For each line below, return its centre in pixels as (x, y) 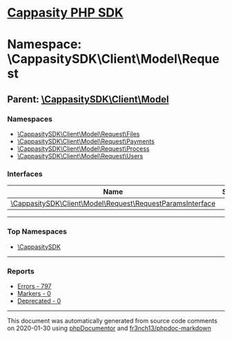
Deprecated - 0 (39, 301)
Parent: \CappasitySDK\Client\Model (88, 99)
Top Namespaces (37, 232)
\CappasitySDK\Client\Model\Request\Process (83, 149)
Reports (21, 271)
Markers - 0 (34, 293)
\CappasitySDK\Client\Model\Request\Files (78, 134)
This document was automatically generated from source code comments (112, 320)
